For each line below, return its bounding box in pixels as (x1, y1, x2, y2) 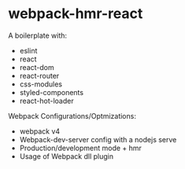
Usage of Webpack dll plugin (19, 151, 114, 161)
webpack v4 (19, 127, 61, 136)
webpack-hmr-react (8, 5, 143, 23)
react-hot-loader (19, 96, 74, 105)
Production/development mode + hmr (19, 143, 142, 152)
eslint (19, 46, 38, 55)
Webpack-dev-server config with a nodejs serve (19, 134, 177, 144)
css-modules (19, 79, 63, 89)
